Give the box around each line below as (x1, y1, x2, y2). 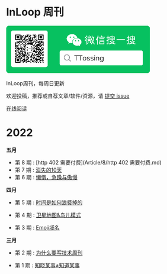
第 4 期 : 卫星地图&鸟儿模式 (14, 211, 81, 218)
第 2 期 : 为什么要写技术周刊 (14, 249, 83, 256)
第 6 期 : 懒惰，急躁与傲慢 (14, 173, 78, 180)
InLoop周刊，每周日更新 (6, 79, 65, 86)
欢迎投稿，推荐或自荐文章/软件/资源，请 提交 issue (6, 92, 130, 99)
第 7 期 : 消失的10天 (14, 166, 62, 173)
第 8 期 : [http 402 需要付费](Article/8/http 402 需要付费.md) (14, 159, 162, 166)
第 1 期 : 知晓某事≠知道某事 (14, 262, 80, 269)
